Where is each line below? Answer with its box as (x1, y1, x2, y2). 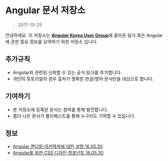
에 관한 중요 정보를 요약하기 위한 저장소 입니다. (5, 39, 98, 45)
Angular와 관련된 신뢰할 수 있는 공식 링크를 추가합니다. (12, 69, 122, 75)
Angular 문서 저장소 (5, 5, 86, 16)
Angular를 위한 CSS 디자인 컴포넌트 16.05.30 (12, 150, 104, 156)
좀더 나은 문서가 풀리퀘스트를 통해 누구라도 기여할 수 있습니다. (12, 113, 136, 119)
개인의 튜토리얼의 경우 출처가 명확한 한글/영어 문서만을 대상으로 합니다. (12, 76, 154, 82)
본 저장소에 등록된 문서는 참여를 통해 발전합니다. (12, 106, 108, 112)
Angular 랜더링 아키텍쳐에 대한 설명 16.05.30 (12, 143, 103, 150)
